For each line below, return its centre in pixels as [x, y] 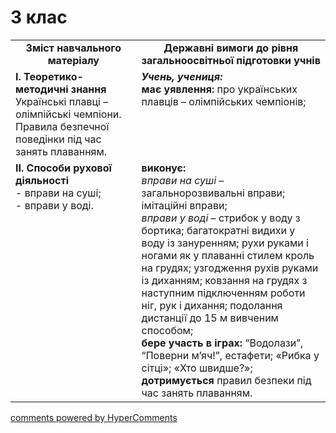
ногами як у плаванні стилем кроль [228, 255]
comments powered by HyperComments [94, 417]
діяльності [42, 180]
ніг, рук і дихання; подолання [212, 305]
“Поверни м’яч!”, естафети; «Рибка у [230, 355]
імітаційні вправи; [184, 205]
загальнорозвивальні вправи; [213, 193]
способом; [167, 330]
